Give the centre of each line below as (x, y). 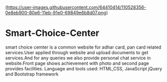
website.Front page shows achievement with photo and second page (77, 63)
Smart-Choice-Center (52, 33)
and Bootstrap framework (32, 74)
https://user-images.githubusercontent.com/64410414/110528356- (77, 7)
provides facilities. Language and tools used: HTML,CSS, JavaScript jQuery (84, 68)
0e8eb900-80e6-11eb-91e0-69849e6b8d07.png (56, 13)
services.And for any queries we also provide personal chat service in (78, 58)
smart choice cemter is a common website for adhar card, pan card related (83, 47)
